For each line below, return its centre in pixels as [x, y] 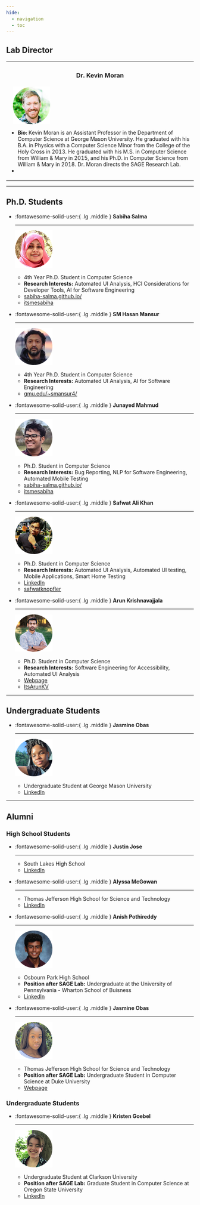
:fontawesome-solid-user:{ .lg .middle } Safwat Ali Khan [84, 503]
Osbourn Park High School [56, 978]
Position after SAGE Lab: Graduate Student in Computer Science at [106, 1184]
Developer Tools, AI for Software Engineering [79, 290]
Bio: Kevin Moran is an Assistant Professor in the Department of [96, 133]
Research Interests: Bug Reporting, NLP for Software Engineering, [105, 472]
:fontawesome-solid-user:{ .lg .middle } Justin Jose [79, 846]
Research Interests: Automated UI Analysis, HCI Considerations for [106, 283]
